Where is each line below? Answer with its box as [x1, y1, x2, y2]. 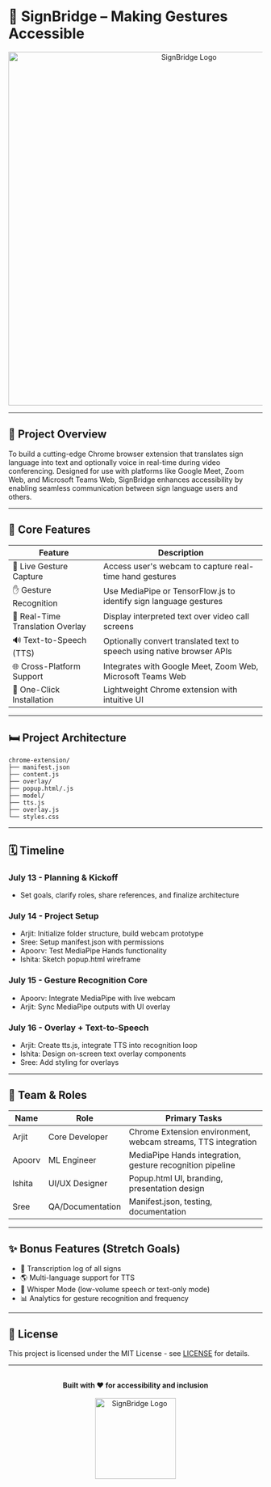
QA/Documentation [48, 1201, 122, 1212]
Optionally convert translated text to [103, 636, 240, 647]
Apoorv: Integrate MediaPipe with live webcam [19, 993, 176, 1003]
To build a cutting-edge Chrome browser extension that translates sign [8, 449, 244, 458]
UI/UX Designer [48, 1177, 108, 1189]
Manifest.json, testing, [128, 1196, 213, 1207]
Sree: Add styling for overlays [19, 1057, 119, 1067]
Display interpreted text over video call [103, 610, 250, 622]
